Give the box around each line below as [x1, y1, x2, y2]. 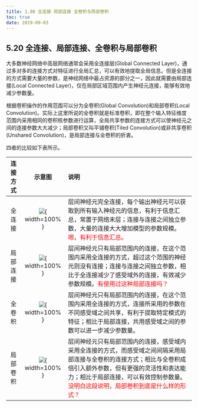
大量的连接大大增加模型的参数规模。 [80, 224, 181, 232]
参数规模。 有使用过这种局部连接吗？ [68, 280, 169, 288]
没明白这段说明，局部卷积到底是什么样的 [68, 382, 181, 390]
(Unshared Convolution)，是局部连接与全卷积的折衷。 [6, 131, 137, 139]
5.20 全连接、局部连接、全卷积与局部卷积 [6, 43, 157, 53]
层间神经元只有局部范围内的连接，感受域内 [68, 338, 187, 346]
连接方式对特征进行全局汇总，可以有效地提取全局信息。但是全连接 [31, 67, 192, 75]
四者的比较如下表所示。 [6, 144, 63, 151]
